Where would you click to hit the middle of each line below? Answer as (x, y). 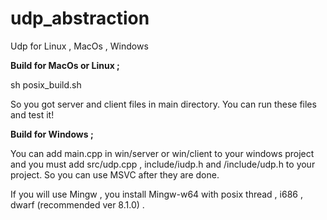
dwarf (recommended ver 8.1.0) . (77, 204)
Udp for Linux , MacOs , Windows (79, 46)
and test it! (32, 114)
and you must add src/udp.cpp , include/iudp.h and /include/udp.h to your (163, 164)
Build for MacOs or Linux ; (65, 65)
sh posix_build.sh (46, 84)
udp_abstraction (80, 18)
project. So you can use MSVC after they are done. (115, 174)
